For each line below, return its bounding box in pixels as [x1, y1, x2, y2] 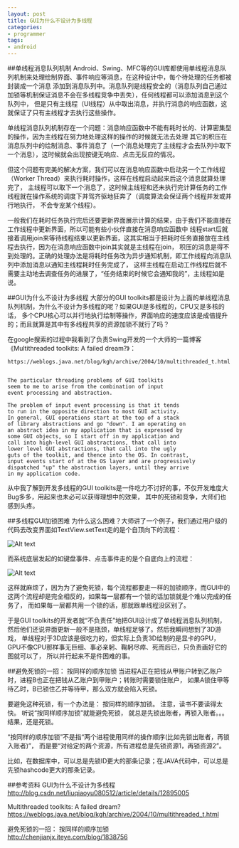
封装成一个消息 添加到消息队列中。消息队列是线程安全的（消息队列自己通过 [7, 82, 228, 90]
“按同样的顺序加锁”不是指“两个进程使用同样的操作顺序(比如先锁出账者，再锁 [7, 733, 230, 741]
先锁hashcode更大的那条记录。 [7, 765, 99, 774]
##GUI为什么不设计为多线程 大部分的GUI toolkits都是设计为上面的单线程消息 [7, 293, 230, 302]
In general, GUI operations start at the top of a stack [7, 414, 180, 421]
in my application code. [7, 470, 81, 477]
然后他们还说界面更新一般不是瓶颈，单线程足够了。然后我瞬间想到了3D [7, 625, 216, 633]
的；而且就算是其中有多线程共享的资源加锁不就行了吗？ [7, 320, 169, 328]
